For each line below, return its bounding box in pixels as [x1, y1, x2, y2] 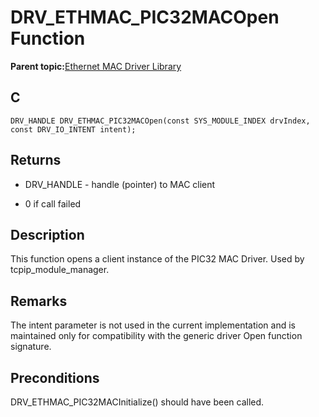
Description [10, 226, 85, 243]
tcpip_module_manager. [10, 264, 110, 276]
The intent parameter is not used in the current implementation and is [10, 319, 296, 331]
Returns [10, 152, 62, 169]
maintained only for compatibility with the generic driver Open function [10, 330, 303, 342]
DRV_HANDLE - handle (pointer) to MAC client [24, 178, 216, 190]
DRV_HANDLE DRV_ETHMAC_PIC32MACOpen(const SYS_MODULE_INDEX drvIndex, [10, 116, 311, 126]
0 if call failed [24, 197, 82, 210]
